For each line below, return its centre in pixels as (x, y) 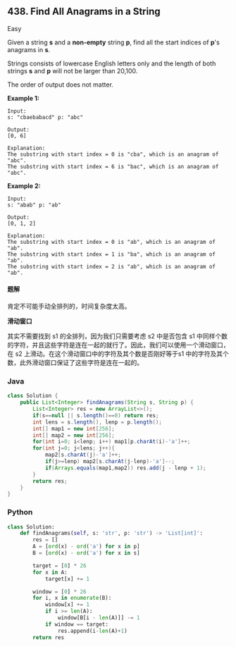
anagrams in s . (29, 49)
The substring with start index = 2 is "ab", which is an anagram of (112, 266)
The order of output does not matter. (61, 85)
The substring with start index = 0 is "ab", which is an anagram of (112, 242)
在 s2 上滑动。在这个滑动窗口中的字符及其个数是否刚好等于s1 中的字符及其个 (118, 354)
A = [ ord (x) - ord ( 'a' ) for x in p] (86, 547)
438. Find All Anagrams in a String (84, 12)
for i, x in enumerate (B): (72, 598)
